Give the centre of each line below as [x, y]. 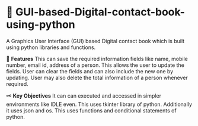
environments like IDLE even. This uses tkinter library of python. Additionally [99, 104]
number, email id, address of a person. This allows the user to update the [95, 65]
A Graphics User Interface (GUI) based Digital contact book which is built [95, 41]
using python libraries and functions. [51, 47]
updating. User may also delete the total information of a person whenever [97, 77]
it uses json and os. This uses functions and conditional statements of [91, 110]
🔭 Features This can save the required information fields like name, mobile [97, 59]
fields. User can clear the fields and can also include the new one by [90, 71]
